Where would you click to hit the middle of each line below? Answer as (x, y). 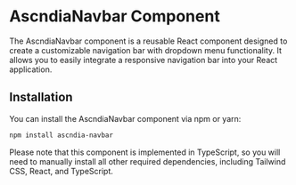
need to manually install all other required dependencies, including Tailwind (148, 161)
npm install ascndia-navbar (62, 135)
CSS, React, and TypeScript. (62, 171)
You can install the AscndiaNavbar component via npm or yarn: (125, 118)
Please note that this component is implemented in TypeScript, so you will (145, 152)
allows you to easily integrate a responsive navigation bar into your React (144, 60)
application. (31, 69)
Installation (41, 97)
